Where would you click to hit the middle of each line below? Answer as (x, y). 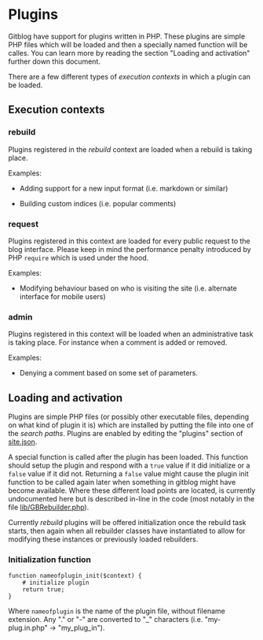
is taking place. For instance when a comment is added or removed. (118, 342)
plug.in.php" (28, 628)
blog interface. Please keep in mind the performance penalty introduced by (130, 249)
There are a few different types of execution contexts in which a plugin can (130, 76)
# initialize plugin (56, 583)
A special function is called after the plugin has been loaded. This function (128, 457)
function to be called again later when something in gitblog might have (122, 483)
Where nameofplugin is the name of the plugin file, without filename (117, 611)
